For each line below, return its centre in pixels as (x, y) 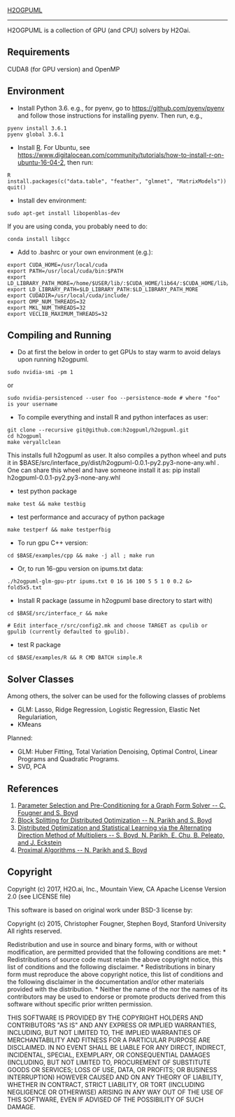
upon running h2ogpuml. (53, 359)
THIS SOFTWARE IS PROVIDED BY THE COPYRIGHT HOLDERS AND (106, 1018)
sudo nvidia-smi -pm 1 (40, 373)
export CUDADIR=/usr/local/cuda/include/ (69, 296)
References (33, 788)
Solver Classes (41, 679)
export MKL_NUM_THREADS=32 (47, 307)
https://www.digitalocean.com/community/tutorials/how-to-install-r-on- (121, 155)
